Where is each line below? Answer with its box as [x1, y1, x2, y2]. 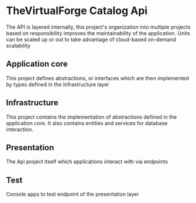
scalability [6, 42, 31, 49]
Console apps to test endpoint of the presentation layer [6, 191, 139, 198]
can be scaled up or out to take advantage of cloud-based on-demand [6, 36, 177, 43]
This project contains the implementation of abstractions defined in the [6, 113, 177, 121]
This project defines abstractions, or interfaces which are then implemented [6, 74, 189, 81]
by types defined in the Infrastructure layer [6, 81, 109, 88]
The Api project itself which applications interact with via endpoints [6, 158, 169, 165]
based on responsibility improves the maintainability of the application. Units [6, 29, 190, 36]
